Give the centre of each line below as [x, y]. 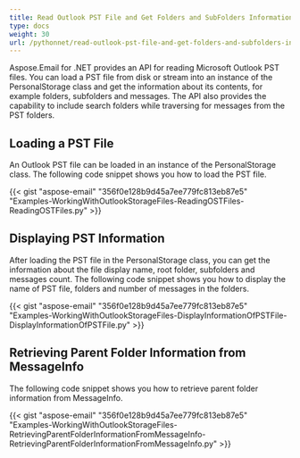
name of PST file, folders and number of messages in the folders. [129, 288]
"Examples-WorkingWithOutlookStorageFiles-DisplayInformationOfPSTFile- [148, 315]
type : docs [29, 26]
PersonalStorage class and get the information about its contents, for [136, 87]
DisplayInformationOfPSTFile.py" [70, 325]
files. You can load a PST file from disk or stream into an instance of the [141, 78]
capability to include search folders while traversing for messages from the [147, 106]
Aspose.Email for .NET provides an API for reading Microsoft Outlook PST [144, 68]
